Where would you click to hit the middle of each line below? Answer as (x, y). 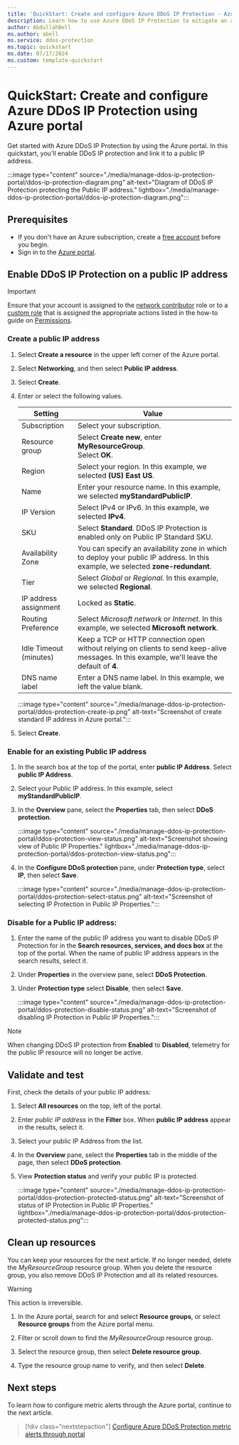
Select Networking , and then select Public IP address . (98, 368)
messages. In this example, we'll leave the (148, 657)
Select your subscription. (119, 425)
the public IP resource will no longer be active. (75, 1052)
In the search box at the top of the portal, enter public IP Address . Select (124, 767)
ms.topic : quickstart (39, 47)
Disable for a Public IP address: (62, 922)
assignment (41, 607)
